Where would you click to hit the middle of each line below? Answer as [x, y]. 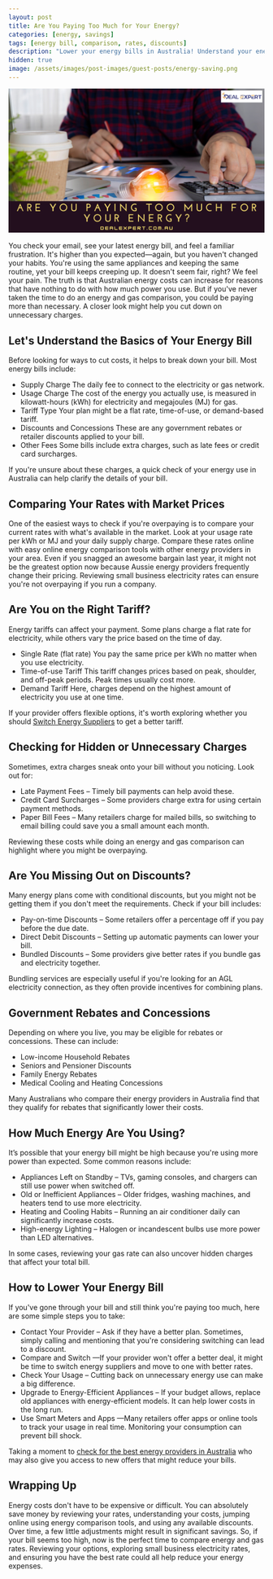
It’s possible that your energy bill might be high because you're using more [133, 1153]
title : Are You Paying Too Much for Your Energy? [94, 26]
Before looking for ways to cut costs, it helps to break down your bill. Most [133, 360]
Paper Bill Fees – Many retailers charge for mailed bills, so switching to [138, 817]
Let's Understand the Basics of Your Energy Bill [130, 341]
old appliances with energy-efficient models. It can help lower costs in [138, 1401]
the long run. [41, 1410]
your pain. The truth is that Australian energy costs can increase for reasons [136, 280]
